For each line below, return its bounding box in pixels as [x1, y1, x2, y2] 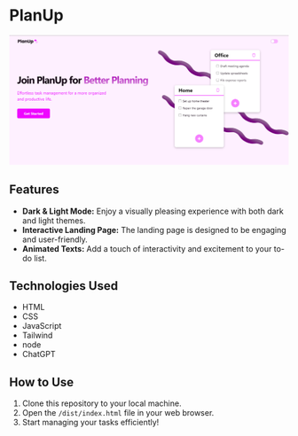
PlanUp [9, 5, 64, 26]
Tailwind [21, 330, 53, 341]
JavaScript [21, 321, 62, 331]
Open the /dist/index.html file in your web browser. [21, 408, 215, 418]
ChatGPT [21, 349, 56, 360]
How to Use [9, 374, 74, 390]
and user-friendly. [21, 234, 89, 245]
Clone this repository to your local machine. [21, 398, 182, 409]
